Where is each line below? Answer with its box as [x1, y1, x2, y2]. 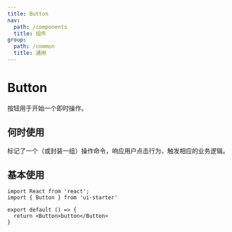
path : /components [13, 23, 68, 30]
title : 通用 [13, 50, 47, 57]
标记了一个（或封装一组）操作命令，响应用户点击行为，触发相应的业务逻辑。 [7, 146, 229, 155]
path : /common [13, 43, 55, 50]
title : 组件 [13, 30, 47, 37]
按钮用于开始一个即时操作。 [7, 103, 88, 112]
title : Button [7, 10, 49, 18]
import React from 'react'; [7, 188, 90, 195]
